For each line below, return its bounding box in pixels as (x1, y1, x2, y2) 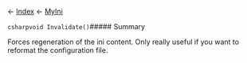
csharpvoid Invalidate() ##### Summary (7, 22, 145, 31)
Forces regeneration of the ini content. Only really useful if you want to (7, 37, 240, 46)
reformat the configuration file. (7, 46, 108, 54)
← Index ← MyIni (7, 7, 63, 16)
